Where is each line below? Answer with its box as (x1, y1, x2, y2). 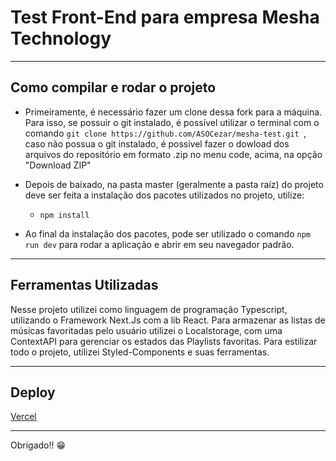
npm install (39, 210, 90, 220)
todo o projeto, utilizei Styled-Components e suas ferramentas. (10, 346, 270, 358)
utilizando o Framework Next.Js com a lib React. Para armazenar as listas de (10, 314, 326, 326)
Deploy (10, 384, 56, 401)
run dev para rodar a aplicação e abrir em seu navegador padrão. (24, 238, 295, 250)
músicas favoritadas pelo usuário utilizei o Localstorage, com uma (10, 324, 283, 336)
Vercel (10, 411, 37, 423)
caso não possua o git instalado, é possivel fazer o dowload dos (24, 137, 290, 150)
